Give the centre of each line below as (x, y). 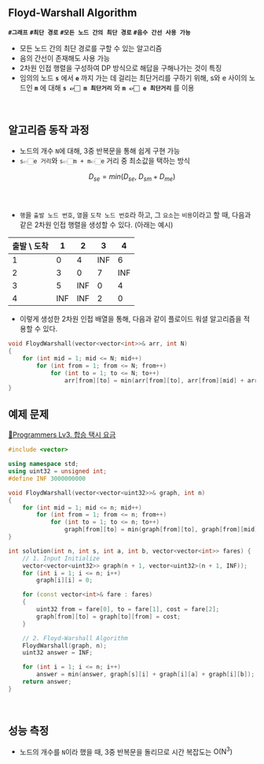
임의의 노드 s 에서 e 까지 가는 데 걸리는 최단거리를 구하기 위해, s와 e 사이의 (133, 77)
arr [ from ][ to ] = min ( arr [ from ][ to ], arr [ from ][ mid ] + (154, 380)
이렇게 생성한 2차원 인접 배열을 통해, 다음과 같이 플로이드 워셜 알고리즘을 (130, 319)
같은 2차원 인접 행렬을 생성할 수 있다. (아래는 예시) (96, 225)
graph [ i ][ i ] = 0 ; (64, 580)
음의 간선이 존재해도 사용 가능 (64, 58)
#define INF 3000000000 (47, 479)
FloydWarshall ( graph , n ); (65, 646)
